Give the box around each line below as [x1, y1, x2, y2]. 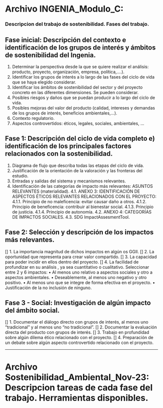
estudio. [12, 173, 29, 179]
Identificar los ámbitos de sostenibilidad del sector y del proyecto [12, 84, 143, 90]
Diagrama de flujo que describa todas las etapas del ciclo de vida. [12, 163, 144, 168]
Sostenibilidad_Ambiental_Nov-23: [5, 372, 149, 383]
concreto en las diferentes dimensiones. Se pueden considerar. [12, 89, 139, 95]
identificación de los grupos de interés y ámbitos [5, 43, 156, 51]
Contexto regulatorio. [12, 115, 55, 121]
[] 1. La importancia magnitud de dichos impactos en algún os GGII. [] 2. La [5, 248, 154, 254]
